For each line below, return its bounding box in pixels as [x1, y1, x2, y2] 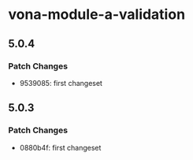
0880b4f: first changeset [19, 143, 102, 152]
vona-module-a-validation [8, 6, 186, 24]
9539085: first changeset [19, 78, 102, 87]
